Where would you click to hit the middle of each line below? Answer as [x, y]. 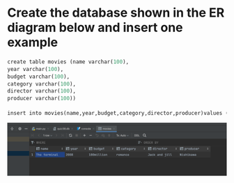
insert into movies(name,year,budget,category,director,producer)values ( [118, 113]
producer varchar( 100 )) [42, 99]
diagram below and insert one [95, 27]
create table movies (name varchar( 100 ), [68, 62]
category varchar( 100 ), [42, 84]
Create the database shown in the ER [116, 13]
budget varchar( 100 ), [39, 77]
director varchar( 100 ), [42, 91]
